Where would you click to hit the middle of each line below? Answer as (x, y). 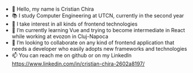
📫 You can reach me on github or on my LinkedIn (72, 55)
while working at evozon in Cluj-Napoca (60, 36)
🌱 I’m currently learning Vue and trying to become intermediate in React (98, 30)
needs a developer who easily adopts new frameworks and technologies (99, 49)
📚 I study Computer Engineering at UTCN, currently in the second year (98, 15)
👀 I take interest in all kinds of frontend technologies (75, 24)
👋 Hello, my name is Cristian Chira (53, 9)
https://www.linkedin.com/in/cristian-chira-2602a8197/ (78, 64)
